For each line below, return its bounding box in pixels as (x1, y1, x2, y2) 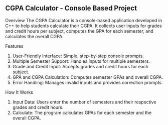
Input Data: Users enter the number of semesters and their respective (12, 99, 156, 105)
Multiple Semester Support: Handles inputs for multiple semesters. (12, 58, 150, 64)
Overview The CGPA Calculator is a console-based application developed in (5, 17, 162, 23)
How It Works (5, 89, 34, 95)
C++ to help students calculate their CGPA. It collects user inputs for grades (5, 23, 162, 29)
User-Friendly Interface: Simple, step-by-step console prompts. (12, 53, 144, 59)
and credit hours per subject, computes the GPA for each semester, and (5, 28, 154, 34)
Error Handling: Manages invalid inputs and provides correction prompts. (12, 79, 163, 85)
